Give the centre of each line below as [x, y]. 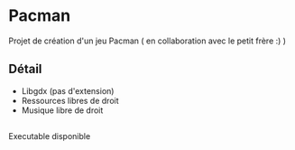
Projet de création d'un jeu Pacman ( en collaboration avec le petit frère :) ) [147, 41]
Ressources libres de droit [70, 100]
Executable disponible [50, 136]
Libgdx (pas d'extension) [68, 90]
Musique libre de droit [62, 110]
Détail [25, 69]
